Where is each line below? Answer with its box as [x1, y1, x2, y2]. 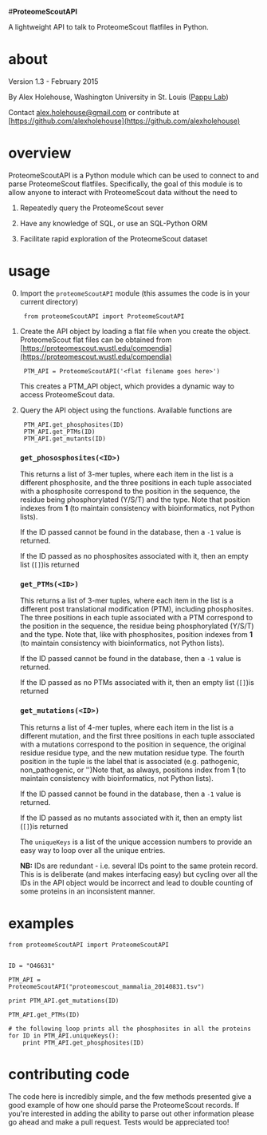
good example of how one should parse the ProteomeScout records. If [8, 1100, 240, 1109]
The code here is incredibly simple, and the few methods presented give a [8, 1091, 253, 1101]
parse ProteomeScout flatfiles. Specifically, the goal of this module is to [8, 179, 243, 189]
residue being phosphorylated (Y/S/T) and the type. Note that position [19, 495, 251, 504]
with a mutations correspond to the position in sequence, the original [19, 739, 246, 749]
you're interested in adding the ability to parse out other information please [8, 1109, 255, 1118]
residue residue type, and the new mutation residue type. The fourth [19, 747, 245, 758]
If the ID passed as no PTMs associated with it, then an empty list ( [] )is [19, 678, 255, 687]
